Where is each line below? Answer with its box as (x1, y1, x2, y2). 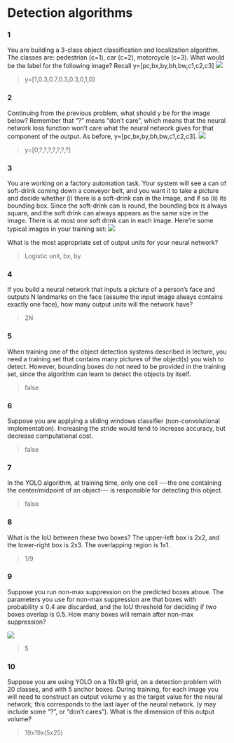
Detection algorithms (7, 5, 133, 21)
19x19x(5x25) (24, 728, 63, 737)
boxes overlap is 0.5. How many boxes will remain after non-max (7, 610, 194, 618)
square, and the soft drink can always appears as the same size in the (7, 209, 209, 217)
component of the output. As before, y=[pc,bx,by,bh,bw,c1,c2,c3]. (7, 132, 198, 140)
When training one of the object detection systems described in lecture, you (7, 347, 227, 356)
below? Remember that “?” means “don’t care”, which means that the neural (7, 116, 226, 124)
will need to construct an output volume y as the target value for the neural (7, 692, 223, 701)
